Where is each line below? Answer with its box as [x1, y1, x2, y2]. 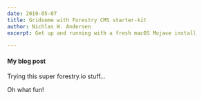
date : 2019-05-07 [7, 10, 57, 17]
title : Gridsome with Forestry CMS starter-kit [7, 17, 147, 24]
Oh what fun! [7, 86, 44, 94]
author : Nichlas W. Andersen [7, 23, 91, 30]
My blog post [7, 57, 46, 65]
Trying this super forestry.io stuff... [7, 72, 106, 80]
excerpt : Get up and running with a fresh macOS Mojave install [7, 29, 196, 37]
